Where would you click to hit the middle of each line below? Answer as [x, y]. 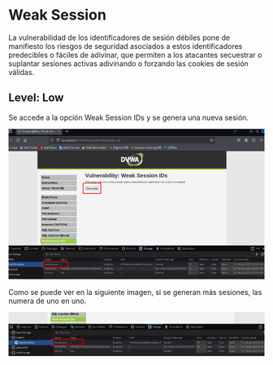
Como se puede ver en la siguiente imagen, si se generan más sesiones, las [135, 292]
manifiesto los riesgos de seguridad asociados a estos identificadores [126, 46]
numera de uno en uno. [48, 301]
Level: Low [36, 98]
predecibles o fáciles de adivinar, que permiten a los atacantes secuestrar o [135, 55]
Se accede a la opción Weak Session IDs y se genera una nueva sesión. [129, 117]
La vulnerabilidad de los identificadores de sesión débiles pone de [119, 37]
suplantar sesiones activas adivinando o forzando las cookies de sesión [129, 64]
